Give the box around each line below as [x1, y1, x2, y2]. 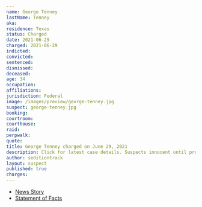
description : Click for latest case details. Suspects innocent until [6, 149, 187, 155]
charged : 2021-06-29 [6, 43, 58, 49]
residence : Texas [6, 25, 50, 32]
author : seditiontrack [6, 154, 63, 161]
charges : [6, 171, 28, 178]
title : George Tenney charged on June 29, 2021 [6, 143, 128, 150]
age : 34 [6, 76, 26, 82]
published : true [6, 166, 47, 172]
